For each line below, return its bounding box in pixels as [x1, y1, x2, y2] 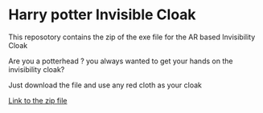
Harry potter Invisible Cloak [8, 6, 196, 24]
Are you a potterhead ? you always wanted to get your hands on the [8, 56, 233, 66]
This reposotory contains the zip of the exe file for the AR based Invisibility [8, 32, 256, 42]
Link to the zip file [8, 95, 68, 105]
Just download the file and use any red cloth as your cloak [8, 80, 203, 90]
